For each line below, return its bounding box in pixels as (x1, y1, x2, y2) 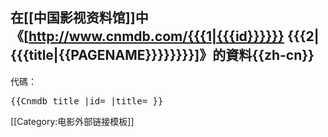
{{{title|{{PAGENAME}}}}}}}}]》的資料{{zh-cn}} (10, 47, 315, 64)
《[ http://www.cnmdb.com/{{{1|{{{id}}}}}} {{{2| (10, 28, 320, 45)
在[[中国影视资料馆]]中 (10, 9, 149, 27)
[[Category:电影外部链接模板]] (10, 115, 135, 127)
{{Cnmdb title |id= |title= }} (10, 95, 164, 107)
